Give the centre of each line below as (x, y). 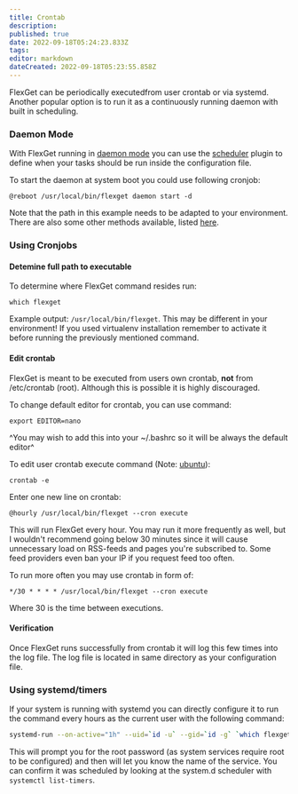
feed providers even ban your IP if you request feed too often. (122, 558)
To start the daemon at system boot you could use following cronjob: (135, 180)
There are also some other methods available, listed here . (114, 222)
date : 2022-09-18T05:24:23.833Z (69, 42)
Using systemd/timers (59, 689)
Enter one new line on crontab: (65, 496)
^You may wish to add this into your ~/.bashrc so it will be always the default (149, 437)
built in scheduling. (44, 111)
